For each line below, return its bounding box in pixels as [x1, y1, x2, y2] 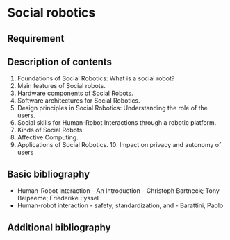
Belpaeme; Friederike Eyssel [17, 194, 99, 203]
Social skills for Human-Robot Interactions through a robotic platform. [17, 119, 217, 127]
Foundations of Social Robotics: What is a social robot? [17, 74, 175, 83]
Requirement [7, 33, 65, 44]
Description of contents [7, 55, 113, 67]
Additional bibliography [7, 221, 111, 233]
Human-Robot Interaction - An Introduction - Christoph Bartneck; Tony [17, 187, 220, 195]
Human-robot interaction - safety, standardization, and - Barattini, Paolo [17, 201, 224, 209]
